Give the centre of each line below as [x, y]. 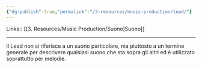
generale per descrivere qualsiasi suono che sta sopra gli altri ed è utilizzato [101, 52]
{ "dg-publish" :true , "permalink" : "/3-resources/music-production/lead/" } [99, 12]
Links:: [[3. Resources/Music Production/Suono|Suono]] [75, 29]
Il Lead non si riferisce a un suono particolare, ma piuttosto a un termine [95, 46]
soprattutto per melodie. [36, 58]
